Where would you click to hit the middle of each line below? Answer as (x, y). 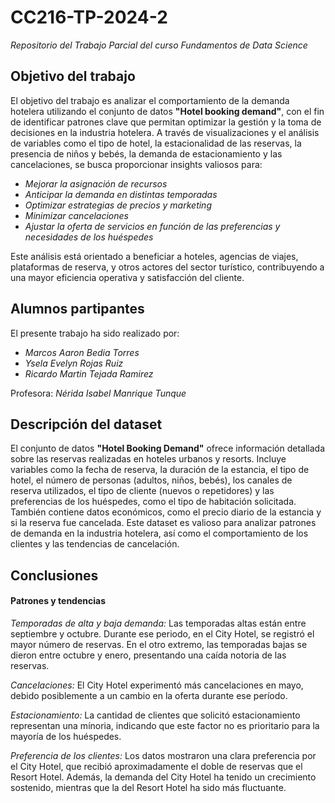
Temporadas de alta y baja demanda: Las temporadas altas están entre (158, 623)
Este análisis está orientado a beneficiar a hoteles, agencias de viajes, (154, 256)
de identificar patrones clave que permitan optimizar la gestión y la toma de (166, 122)
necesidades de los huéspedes (89, 237)
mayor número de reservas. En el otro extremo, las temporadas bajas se (159, 644)
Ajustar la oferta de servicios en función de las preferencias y (152, 226)
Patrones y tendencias (58, 601)
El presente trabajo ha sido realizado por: (95, 333)
